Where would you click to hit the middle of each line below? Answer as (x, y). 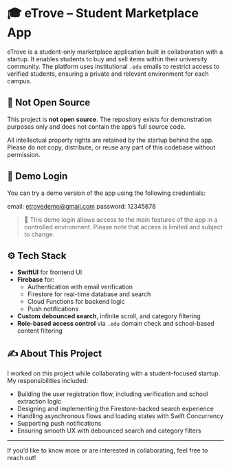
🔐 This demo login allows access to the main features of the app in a (121, 219)
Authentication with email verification (80, 287)
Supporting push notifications (59, 424)
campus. (20, 81)
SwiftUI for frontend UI (49, 272)
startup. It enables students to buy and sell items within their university (107, 59)
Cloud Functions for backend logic (76, 302)
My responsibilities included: (48, 381)
